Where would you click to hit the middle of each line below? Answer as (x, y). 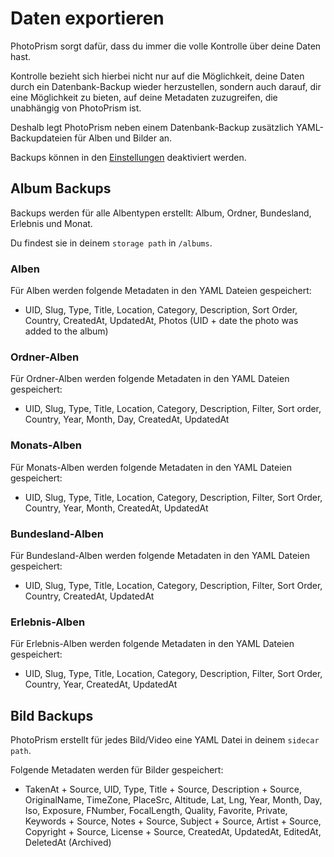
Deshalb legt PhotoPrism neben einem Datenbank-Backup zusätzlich (152, 127)
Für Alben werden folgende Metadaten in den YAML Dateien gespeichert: (161, 291)
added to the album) (66, 331)
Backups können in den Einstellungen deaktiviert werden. (128, 157)
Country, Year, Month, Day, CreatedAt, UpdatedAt (127, 419)
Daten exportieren (87, 18)
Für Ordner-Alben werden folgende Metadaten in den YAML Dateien (150, 379)
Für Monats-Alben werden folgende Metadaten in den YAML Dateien (151, 467)
